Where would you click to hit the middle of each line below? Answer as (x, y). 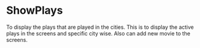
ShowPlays (35, 10)
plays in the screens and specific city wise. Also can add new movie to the (98, 33)
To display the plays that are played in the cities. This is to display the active (100, 27)
